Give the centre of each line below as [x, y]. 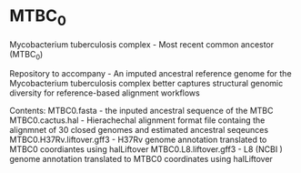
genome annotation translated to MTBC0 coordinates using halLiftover [141, 159]
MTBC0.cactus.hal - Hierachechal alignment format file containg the [137, 120]
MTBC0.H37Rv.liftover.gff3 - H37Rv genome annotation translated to [138, 140]
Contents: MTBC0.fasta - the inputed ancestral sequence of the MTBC [141, 111]
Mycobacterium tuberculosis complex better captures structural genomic [146, 84]
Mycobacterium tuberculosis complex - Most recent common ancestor [142, 44]
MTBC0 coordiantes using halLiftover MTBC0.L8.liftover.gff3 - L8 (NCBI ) [146, 149]
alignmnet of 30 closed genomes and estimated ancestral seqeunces [139, 130]
